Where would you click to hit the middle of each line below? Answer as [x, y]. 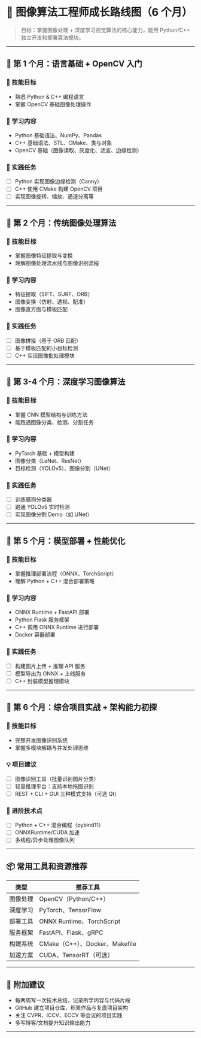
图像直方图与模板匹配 [41, 309]
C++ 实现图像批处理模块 [45, 355]
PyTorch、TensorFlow [70, 910]
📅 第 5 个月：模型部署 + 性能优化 [66, 541]
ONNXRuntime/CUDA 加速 [47, 832]
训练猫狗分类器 [33, 500]
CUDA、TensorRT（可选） [76, 955]
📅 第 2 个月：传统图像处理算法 [61, 223]
